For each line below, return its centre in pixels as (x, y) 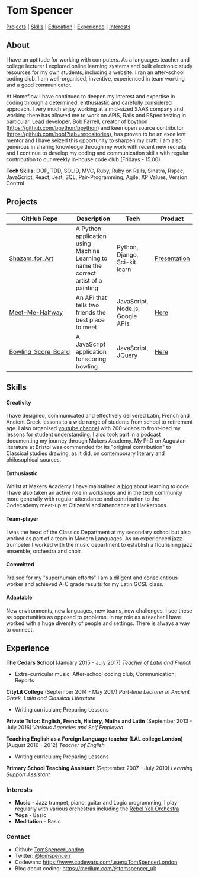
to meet (86, 327)
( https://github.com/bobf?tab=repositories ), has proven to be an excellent (96, 134)
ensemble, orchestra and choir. (44, 551)
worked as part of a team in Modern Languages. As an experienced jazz (94, 538)
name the (89, 265)
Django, (128, 254)
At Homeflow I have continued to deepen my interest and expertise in (91, 96)
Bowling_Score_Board (39, 351)
